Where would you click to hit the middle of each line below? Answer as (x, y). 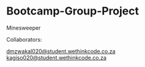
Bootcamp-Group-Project (73, 11)
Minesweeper (24, 28)
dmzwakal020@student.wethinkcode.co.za (61, 51)
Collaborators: (24, 39)
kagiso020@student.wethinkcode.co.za (57, 57)
